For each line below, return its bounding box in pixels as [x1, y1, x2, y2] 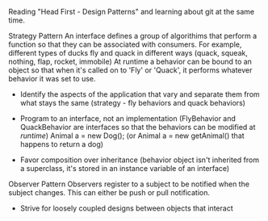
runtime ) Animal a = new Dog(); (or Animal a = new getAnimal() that [19, 131, 245, 140]
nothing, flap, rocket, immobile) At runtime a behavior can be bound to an [8, 56, 253, 66]
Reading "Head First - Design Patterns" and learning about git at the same [8, 7, 255, 16]
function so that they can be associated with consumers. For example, [8, 40, 242, 49]
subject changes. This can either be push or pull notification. [8, 188, 211, 197]
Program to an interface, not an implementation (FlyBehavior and [19, 114, 237, 123]
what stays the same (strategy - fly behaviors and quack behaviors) [19, 98, 246, 107]
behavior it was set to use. [8, 74, 96, 83]
